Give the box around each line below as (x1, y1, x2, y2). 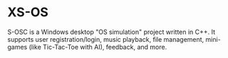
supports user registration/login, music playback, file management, (7, 35, 204, 43)
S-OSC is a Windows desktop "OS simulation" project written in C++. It (7, 28, 216, 36)
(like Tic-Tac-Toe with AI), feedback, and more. (28, 42, 167, 51)
